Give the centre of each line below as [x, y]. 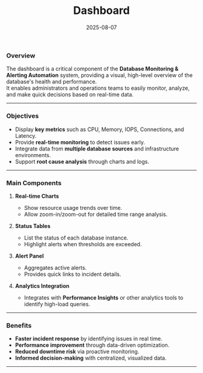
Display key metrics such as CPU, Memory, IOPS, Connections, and [99, 129]
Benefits [19, 325]
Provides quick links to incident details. [72, 274]
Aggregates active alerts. [55, 267]
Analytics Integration [42, 286]
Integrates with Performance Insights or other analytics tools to [104, 297]
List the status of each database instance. [76, 238]
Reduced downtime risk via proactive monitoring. [77, 352]
